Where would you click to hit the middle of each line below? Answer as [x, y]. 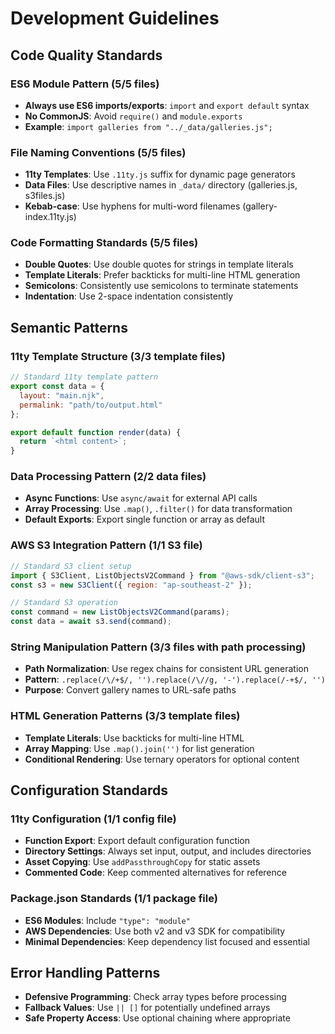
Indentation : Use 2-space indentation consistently [129, 296]
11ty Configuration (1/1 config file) [93, 819]
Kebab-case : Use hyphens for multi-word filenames [132, 206]
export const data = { [57, 387]
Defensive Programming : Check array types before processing [155, 997]
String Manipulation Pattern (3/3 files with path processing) [158, 647]
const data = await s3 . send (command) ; [91, 622]
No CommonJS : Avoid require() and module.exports [133, 116]
